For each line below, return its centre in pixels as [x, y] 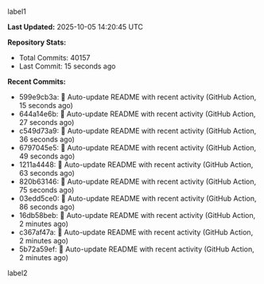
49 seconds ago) [47, 156]
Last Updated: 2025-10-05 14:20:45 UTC [76, 27]
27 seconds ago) [47, 122]
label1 [17, 12]
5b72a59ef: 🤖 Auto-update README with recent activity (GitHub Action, [137, 249]
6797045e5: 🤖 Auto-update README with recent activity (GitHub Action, [137, 148]
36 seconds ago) [47, 139]
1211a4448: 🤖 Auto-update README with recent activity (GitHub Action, [136, 165]
